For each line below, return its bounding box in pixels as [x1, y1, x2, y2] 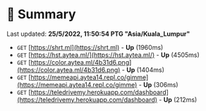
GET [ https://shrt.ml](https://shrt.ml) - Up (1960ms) [16, 43, 164, 51]
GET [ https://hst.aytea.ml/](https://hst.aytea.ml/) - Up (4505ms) [16, 51, 200, 59]
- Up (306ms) [138, 80, 178, 89]
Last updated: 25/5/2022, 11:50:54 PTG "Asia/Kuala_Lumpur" [6, 30, 190, 38]
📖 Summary [6, 6, 76, 22]
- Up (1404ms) [121, 65, 165, 74]
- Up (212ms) [159, 95, 198, 104]
